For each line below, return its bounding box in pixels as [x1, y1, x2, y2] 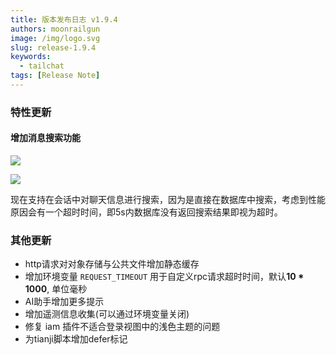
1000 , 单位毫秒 [24, 283, 88, 295]
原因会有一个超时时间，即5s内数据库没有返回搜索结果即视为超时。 [10, 206, 283, 218]
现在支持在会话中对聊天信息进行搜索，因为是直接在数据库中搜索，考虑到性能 [10, 194, 326, 205]
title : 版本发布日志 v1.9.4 [10, 14, 118, 25]
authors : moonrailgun [10, 24, 101, 34]
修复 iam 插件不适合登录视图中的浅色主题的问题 [24, 321, 221, 333]
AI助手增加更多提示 [24, 296, 105, 308]
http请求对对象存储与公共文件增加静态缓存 [24, 258, 200, 270]
